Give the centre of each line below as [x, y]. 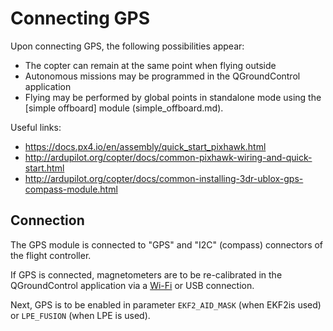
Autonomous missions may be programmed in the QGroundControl [162, 76]
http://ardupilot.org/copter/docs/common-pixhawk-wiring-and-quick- [168, 157]
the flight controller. [51, 255]
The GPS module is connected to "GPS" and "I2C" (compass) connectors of [167, 244]
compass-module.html [71, 189]
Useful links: [36, 127]
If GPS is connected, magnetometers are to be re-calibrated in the [146, 274]
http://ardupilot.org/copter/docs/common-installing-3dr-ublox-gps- [164, 178]
